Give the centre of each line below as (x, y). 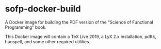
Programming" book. (26, 27)
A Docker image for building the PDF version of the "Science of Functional (79, 22)
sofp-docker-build (43, 9)
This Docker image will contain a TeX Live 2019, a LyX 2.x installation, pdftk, (81, 37)
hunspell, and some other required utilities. (48, 41)
